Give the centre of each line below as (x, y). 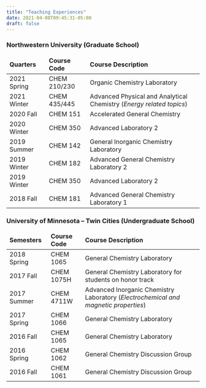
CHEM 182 (65, 163)
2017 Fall (23, 275)
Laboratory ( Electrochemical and (132, 297)
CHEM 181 (65, 199)
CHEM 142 (65, 145)
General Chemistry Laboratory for (133, 272)
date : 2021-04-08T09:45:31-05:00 (49, 18)
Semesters (25, 240)
